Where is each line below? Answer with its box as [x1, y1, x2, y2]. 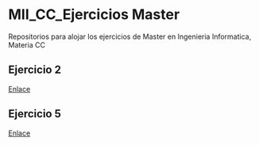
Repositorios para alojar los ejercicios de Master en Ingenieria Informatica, [8, 32, 252, 41]
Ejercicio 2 [8, 63, 62, 77]
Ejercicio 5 [8, 107, 62, 120]
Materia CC [8, 40, 46, 49]
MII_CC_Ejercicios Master [8, 6, 180, 24]
